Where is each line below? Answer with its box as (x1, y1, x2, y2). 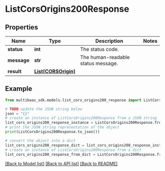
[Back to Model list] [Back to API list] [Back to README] (5, 161, 118, 167)
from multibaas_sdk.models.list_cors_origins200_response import (5, 97, 141, 103)
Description (95, 38, 124, 44)
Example (5, 85, 32, 93)
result (7, 68, 22, 75)
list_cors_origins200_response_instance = (5, 120, 93, 125)
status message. (80, 60, 118, 67)
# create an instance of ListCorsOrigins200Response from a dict (5, 147, 141, 152)
